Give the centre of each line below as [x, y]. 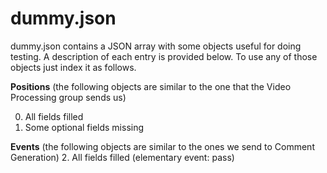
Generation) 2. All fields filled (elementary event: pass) [122, 157]
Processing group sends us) [68, 97]
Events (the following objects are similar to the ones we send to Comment [162, 146]
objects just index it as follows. [73, 67]
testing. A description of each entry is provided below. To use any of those [164, 56]
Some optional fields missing [84, 127]
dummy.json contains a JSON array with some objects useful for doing [156, 46]
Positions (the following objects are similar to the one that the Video [151, 86]
